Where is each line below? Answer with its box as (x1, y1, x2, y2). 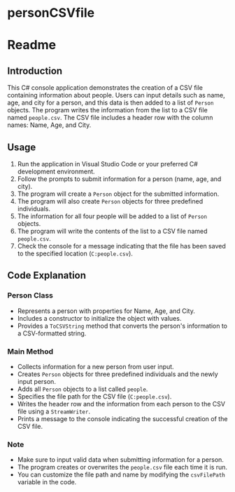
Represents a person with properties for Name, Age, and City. (17, 307, 196, 315)
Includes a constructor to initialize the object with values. (17, 314, 182, 322)
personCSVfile (7, 5, 95, 21)
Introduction (7, 65, 63, 77)
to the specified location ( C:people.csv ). (17, 249, 133, 258)
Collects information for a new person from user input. (17, 362, 174, 371)
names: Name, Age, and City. (7, 121, 92, 129)
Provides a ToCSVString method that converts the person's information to (17, 321, 228, 330)
